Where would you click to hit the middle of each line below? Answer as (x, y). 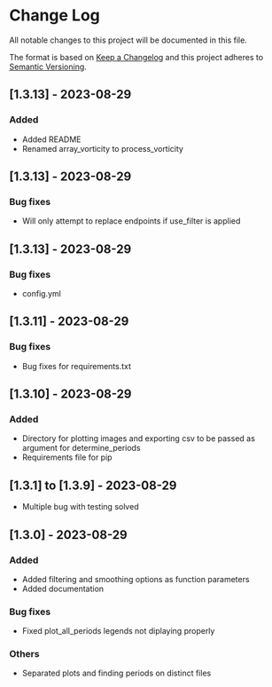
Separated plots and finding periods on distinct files (117, 673)
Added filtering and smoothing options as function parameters (136, 579)
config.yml (42, 293)
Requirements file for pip (67, 457)
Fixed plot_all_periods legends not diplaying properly (118, 631)
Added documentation (63, 588)
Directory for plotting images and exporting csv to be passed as (138, 438)
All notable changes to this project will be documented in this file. (128, 40)
